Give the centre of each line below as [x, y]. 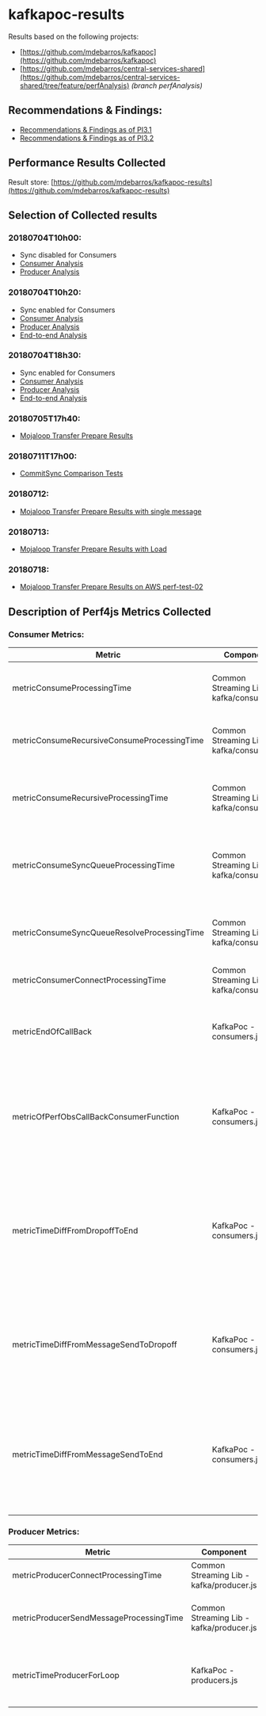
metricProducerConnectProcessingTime [87, 1576]
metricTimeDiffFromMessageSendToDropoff [95, 1344]
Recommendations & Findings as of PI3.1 [85, 129]
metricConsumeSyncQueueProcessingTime [94, 865]
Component [224, 1552]
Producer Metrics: [44, 1531]
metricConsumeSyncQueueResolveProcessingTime [108, 932]
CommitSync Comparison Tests [71, 474]
